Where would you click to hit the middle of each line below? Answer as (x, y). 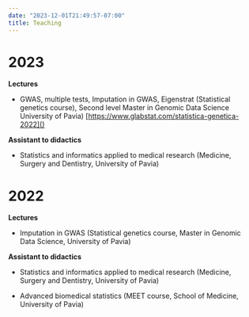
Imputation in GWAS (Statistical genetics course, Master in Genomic (130, 233)
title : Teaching (35, 23)
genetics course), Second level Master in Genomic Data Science (124, 108)
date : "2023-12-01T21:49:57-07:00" (67, 15)
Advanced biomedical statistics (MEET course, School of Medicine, (129, 296)
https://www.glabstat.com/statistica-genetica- (164, 116)
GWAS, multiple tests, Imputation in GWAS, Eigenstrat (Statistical (125, 99)
